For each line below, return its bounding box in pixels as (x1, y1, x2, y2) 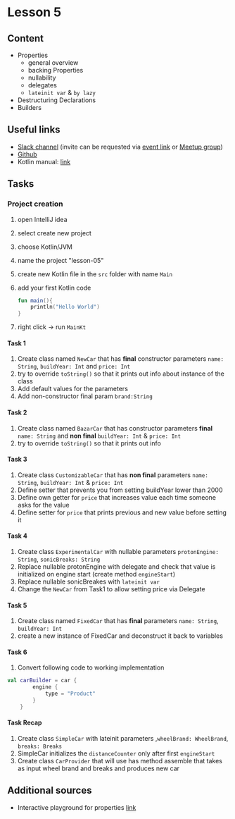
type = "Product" (44, 690, 96, 698)
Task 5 (7, 601, 27, 610)
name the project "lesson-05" (17, 256, 104, 264)
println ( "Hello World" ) (30, 304, 100, 311)
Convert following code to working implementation (17, 663, 165, 672)
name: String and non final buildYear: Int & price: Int (17, 431, 182, 440)
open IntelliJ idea (17, 215, 68, 223)
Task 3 (7, 455, 27, 464)
